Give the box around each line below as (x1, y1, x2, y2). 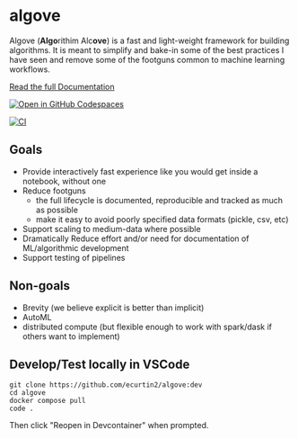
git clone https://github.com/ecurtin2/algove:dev (9, 381, 203, 390)
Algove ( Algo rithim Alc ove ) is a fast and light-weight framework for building (9, 35, 290, 46)
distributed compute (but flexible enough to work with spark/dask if (22, 321, 272, 332)
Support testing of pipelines (22, 252, 126, 263)
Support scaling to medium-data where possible (22, 223, 201, 234)
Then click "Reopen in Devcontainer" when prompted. (9, 420, 209, 431)
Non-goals (9, 278, 70, 293)
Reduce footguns (22, 185, 87, 196)
